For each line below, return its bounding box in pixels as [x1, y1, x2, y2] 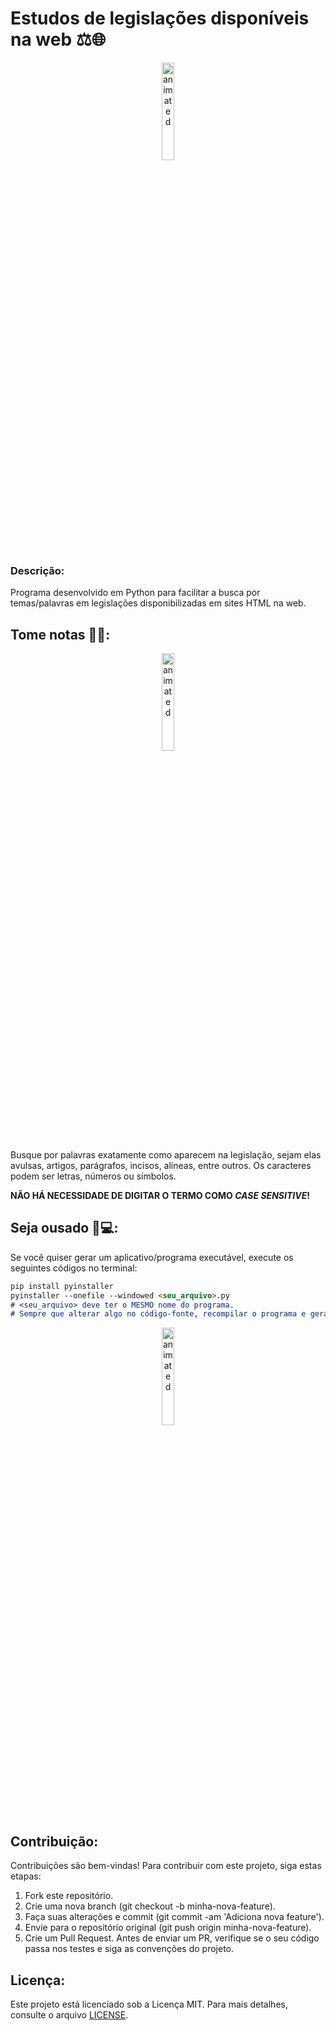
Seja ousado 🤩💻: [10, 1220, 119, 1237]
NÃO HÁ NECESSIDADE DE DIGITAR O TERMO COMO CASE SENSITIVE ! [10, 1190, 310, 1202]
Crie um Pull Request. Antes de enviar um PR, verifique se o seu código [24, 1932, 320, 1944]
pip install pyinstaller [10, 1281, 114, 1291]
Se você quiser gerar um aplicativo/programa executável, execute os [10, 1251, 294, 1263]
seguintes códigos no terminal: [10, 1262, 138, 1274]
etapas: [10, 1870, 42, 1882]
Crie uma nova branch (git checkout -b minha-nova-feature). [24, 1900, 276, 1912]
